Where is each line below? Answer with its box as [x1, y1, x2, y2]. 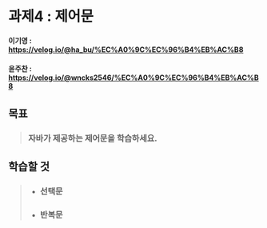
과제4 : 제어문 [8, 7, 94, 26]
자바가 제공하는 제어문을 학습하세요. [27, 133, 157, 144]
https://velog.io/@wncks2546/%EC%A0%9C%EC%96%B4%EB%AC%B [8, 73, 259, 82]
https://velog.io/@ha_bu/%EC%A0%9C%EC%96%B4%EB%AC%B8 [8, 45, 244, 54]
